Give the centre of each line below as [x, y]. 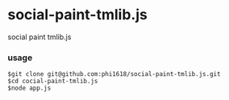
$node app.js [29, 88]
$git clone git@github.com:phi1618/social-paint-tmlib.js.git [114, 74]
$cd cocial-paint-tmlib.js [53, 82]
